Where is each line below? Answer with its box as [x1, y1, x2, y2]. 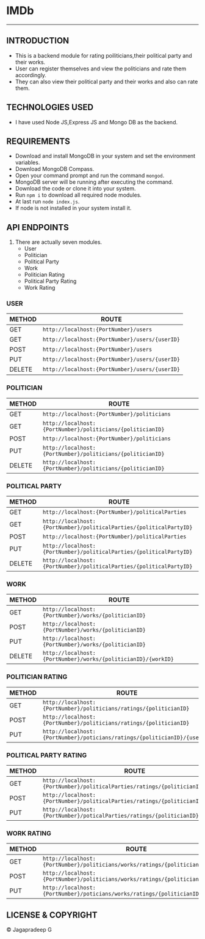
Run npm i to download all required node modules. [15, 191, 142, 199]
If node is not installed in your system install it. [15, 205, 132, 212]
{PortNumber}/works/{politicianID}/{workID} [42, 656, 174, 663]
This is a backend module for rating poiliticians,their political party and [15, 51, 192, 59]
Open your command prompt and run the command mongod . [15, 172, 165, 179]
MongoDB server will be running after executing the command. [15, 178, 174, 186]
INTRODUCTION [6, 36, 70, 46]
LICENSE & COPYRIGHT [6, 910, 98, 920]
